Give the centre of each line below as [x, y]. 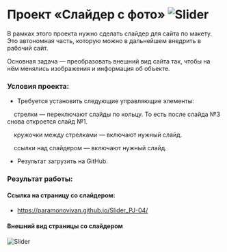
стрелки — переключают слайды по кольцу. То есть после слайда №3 [117, 114]
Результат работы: [40, 179]
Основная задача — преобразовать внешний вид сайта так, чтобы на [109, 61]
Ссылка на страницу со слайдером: [62, 195]
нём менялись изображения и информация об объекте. [89, 68]
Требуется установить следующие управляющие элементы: [106, 101]
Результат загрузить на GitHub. [62, 161]
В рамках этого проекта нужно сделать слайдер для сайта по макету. [110, 33]
